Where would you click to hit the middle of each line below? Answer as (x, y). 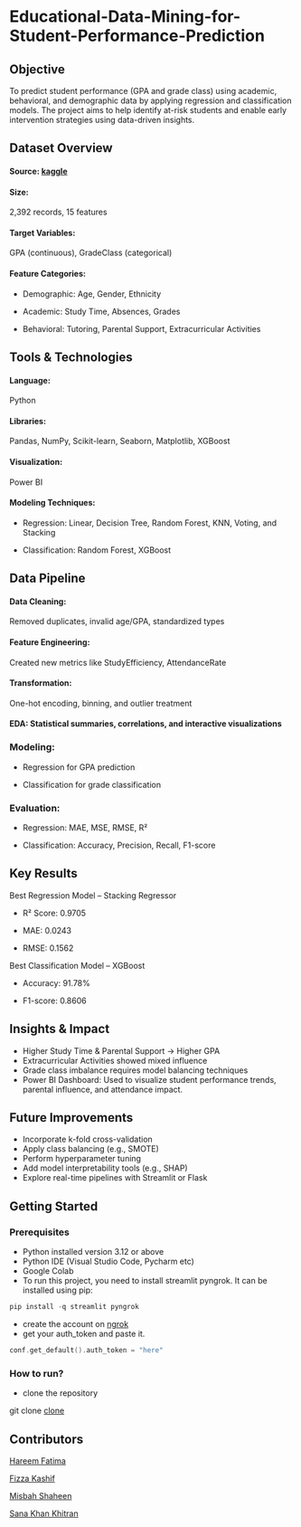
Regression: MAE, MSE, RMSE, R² (85, 827)
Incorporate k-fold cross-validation (88, 1139)
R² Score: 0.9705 (54, 913)
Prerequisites (39, 1232)
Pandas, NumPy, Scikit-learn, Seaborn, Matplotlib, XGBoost (120, 441)
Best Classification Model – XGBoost (77, 965)
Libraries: (28, 421)
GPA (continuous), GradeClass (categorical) (91, 253)
